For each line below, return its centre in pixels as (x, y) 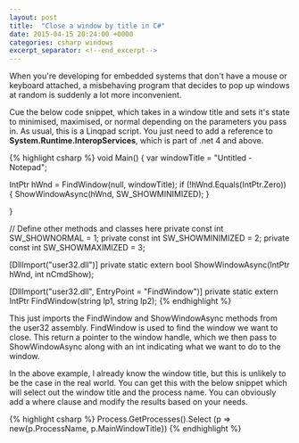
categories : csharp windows (62, 42)
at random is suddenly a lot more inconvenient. (96, 95)
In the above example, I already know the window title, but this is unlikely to (148, 373)
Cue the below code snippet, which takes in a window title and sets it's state (149, 112)
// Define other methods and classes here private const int (116, 229)
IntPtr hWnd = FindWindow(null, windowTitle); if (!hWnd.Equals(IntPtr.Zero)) (148, 185)
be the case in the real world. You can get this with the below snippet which (148, 383)
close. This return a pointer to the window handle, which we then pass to (143, 337)
